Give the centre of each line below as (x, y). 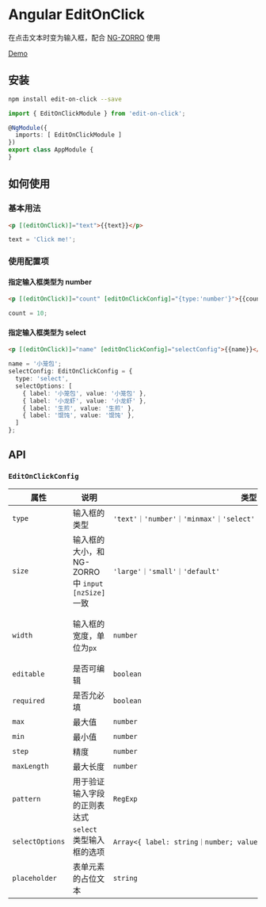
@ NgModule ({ (28, 128)
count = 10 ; (28, 314)
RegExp (125, 799)
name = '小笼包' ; (35, 364)
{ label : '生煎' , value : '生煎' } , (79, 408)
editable (28, 674)
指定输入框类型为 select (47, 332)
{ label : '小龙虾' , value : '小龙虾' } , (85, 401)
